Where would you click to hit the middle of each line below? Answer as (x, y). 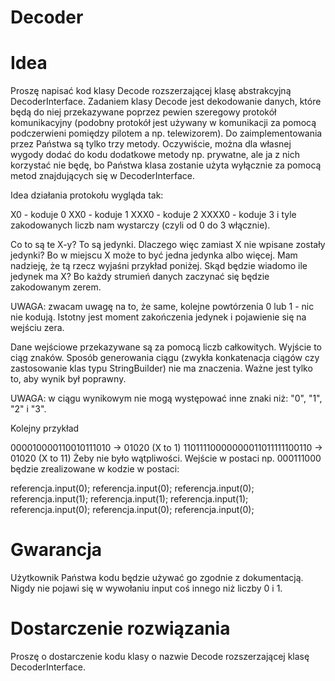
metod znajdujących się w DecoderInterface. (102, 176)
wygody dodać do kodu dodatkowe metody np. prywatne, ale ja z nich (155, 155)
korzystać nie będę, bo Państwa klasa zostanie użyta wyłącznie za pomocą (166, 165)
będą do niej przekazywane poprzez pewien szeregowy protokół (143, 112)
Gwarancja (56, 550)
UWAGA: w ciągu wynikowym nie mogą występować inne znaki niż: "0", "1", (166, 398)
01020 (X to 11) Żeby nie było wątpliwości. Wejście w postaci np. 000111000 (166, 458)
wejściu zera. (37, 328)
